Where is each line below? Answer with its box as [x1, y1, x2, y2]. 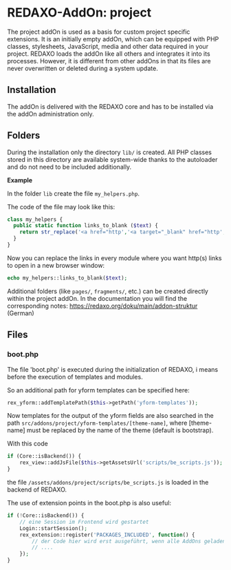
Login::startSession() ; [19, 525, 88, 531]
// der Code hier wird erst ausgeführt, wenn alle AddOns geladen [32, 538, 226, 545]
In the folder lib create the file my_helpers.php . [7, 189, 140, 198]
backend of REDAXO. [7, 485, 67, 494]
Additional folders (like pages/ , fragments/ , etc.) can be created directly [7, 287, 208, 295]
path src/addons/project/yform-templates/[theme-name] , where [7, 419, 188, 427]
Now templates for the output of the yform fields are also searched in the [7, 412, 214, 420]
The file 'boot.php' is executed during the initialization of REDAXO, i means [7, 365, 219, 373]
